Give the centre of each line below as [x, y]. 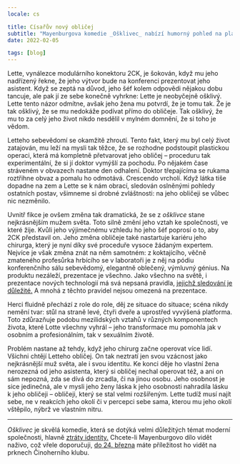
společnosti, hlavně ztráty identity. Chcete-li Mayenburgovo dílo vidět [110, 438]
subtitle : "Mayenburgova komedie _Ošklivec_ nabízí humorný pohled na [115, 34]
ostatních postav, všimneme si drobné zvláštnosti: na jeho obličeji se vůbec [119, 193]
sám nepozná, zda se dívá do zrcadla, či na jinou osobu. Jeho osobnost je [116, 379]
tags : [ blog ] [27, 53]
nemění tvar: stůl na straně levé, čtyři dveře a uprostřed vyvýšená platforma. [120, 312]
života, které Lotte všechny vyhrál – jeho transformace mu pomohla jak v [114, 327]
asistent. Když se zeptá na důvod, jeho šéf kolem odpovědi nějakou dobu [115, 89]
